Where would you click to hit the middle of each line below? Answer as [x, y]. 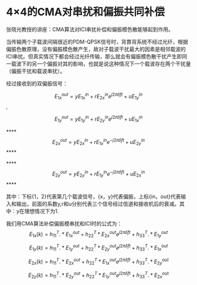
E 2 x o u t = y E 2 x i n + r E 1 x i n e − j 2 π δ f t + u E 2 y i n [98, 142]
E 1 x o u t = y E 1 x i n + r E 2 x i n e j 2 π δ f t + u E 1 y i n [98, 96]
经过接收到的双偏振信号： [37, 83]
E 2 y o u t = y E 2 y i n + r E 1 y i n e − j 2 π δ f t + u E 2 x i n [98, 174]
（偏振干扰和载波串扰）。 [36, 71]
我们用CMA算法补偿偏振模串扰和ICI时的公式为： [64, 224]
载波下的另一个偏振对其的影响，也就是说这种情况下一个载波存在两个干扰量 [101, 63]
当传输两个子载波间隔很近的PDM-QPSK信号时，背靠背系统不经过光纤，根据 [97, 42]
